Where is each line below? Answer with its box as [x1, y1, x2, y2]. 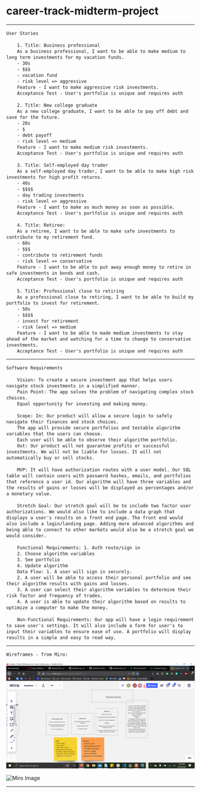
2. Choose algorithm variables [17, 550, 95, 557]
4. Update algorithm [17, 562, 68, 569]
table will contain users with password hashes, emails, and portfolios [6, 472, 191, 479]
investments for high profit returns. [6, 174, 103, 180]
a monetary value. [6, 490, 52, 497]
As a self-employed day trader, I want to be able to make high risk [17, 168, 194, 174]
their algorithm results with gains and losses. [6, 580, 130, 587]
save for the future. [6, 114, 60, 120]
